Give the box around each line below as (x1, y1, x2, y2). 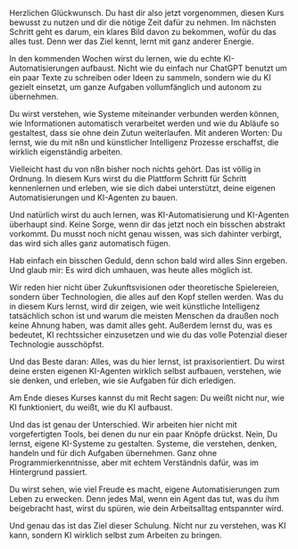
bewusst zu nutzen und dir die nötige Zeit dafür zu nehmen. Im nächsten (9, 17, 277, 28)
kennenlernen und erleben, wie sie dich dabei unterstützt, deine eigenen (9, 183, 276, 193)
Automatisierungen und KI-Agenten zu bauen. (9, 192, 178, 203)
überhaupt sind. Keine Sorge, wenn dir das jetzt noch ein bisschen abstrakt (9, 219, 286, 229)
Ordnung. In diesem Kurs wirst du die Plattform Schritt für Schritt (9, 173, 247, 184)
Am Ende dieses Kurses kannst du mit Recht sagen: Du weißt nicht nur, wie (9, 393, 286, 403)
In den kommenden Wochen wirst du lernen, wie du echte (9, 54, 222, 63)
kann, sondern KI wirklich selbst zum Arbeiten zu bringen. (9, 530, 223, 540)
